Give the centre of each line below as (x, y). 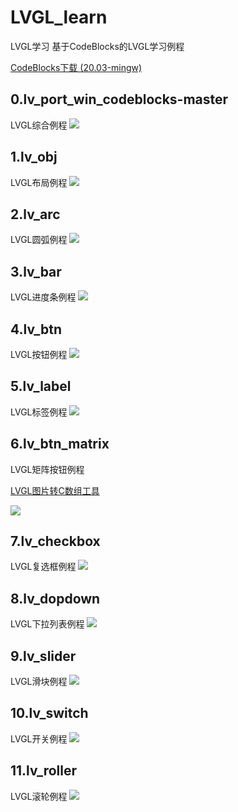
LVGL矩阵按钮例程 (47, 469)
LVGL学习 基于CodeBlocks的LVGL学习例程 (97, 46)
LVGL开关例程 (39, 738)
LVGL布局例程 (39, 182)
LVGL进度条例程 (43, 297)
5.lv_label (41, 386)
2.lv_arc (35, 214)
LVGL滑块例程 (39, 682)
